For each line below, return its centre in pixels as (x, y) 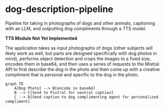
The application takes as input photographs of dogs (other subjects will (79, 48)
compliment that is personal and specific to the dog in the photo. (72, 74)
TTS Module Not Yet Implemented (41, 38)
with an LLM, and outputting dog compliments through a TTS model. (76, 28)
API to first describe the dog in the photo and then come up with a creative (82, 69)
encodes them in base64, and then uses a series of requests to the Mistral (82, 64)
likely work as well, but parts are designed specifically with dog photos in (81, 53)
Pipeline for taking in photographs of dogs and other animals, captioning (80, 23)
